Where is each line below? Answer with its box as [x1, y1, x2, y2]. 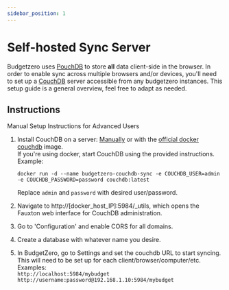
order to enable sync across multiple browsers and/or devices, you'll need [7, 69, 217, 77]
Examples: [16, 263, 47, 271]
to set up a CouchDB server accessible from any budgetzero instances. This [7, 77, 223, 85]
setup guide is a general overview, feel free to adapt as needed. [7, 84, 187, 93]
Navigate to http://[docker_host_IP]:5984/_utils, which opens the [16, 202, 200, 210]
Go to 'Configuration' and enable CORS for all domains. [16, 222, 173, 230]
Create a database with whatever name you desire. [16, 236, 161, 244]
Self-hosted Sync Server [7, 39, 151, 55]
